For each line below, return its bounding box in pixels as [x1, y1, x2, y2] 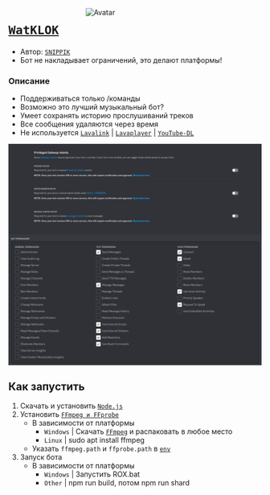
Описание [8, 75, 51, 86]
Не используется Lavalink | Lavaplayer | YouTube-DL [19, 128, 194, 138]
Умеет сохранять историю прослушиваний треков [19, 111, 194, 121]
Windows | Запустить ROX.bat [43, 469, 141, 479]
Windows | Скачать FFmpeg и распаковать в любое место [43, 427, 233, 436]
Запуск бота [19, 452, 63, 462]
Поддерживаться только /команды [19, 93, 141, 104]
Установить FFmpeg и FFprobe [19, 410, 119, 419]
